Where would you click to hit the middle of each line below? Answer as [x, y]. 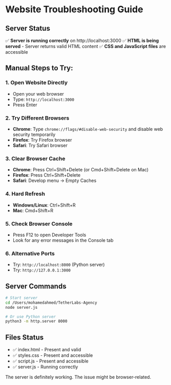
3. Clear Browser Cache [35, 158]
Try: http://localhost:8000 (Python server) [59, 265]
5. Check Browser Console [39, 223]
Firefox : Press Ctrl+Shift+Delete [47, 175]
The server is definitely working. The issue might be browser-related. [78, 377]
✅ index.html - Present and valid [47, 350]
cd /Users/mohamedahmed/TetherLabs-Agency [51, 303]
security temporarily [34, 134]
